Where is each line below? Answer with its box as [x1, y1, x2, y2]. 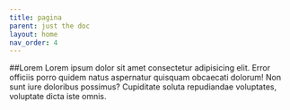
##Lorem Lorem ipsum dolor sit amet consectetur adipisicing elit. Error [9, 63, 271, 73]
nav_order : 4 [9, 38, 58, 47]
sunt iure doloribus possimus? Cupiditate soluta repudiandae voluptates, [9, 81, 277, 92]
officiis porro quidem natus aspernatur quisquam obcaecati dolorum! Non [9, 72, 282, 83]
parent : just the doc [9, 21, 91, 30]
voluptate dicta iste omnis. [9, 91, 107, 102]
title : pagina [9, 13, 63, 22]
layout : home [9, 30, 58, 38]
